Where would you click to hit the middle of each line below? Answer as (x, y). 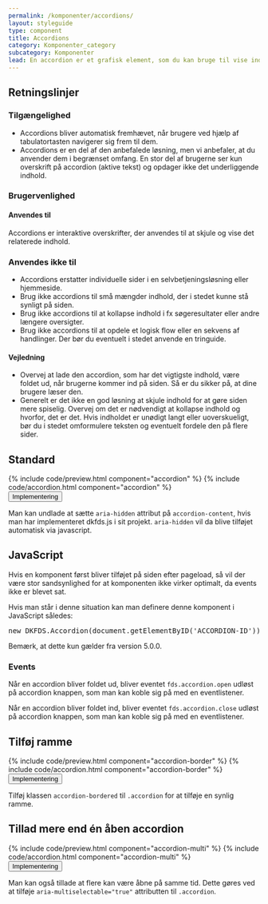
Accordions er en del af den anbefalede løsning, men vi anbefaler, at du (137, 149)
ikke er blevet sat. (37, 591)
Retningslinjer (44, 93)
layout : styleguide (41, 23)
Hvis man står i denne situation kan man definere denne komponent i (122, 607)
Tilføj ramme (41, 741)
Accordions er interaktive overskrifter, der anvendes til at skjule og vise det (131, 233)
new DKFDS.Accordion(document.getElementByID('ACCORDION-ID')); (137, 631)
